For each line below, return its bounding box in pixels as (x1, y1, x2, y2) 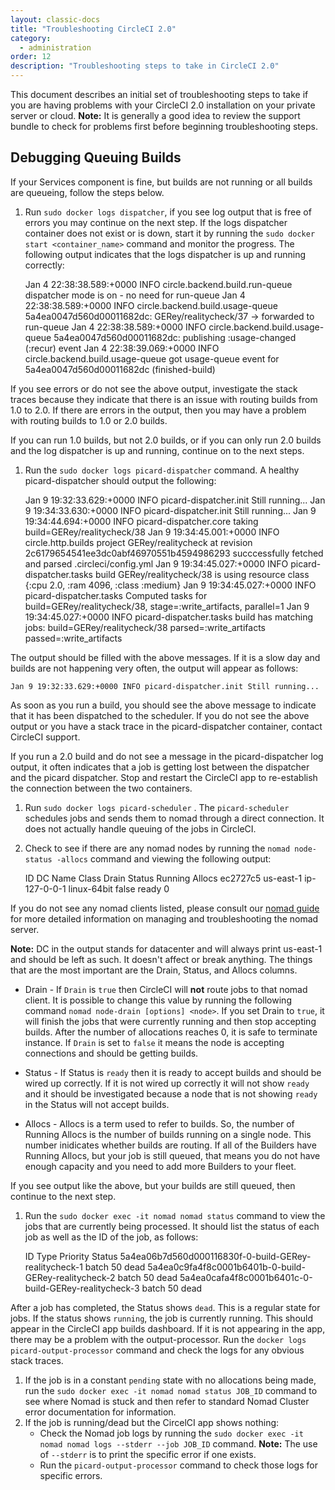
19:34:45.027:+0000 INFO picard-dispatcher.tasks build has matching (24, 611, 314, 623)
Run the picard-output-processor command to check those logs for (39, 1459, 318, 1471)
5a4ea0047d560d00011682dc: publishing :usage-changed (53, 331, 297, 343)
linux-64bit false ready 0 (68, 882, 170, 895)
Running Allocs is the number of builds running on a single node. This (24, 1128, 312, 1140)
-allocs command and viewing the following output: (56, 852, 272, 865)
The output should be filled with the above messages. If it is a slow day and (10, 651, 321, 663)
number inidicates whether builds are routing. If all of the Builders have (24, 1139, 317, 1151)
